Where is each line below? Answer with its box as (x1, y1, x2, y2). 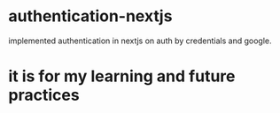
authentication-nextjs (8, 6, 173, 26)
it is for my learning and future (8, 66, 236, 87)
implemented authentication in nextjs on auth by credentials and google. (8, 35, 272, 46)
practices (8, 86, 81, 105)
